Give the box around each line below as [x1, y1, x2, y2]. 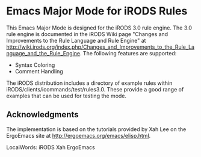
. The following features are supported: [79, 49, 177, 57]
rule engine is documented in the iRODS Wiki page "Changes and [6, 30, 169, 37]
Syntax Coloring [14, 61, 55, 69]
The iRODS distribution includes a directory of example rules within [6, 79, 173, 87]
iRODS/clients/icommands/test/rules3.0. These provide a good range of [6, 85, 184, 93]
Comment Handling [14, 67, 63, 75]
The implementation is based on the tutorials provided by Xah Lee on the [6, 125, 187, 133]
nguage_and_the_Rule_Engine [6, 49, 80, 57]
